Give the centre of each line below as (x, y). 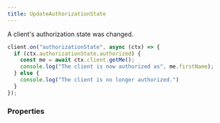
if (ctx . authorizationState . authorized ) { (77, 54)
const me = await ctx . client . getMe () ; (77, 60)
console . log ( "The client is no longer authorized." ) (100, 80)
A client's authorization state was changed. (71, 34)
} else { (27, 74)
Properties (26, 111)
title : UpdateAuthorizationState (57, 14)
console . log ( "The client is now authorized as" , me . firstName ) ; (117, 67)
